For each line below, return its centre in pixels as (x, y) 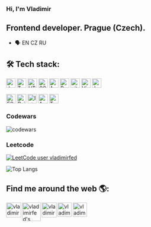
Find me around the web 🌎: (58, 188)
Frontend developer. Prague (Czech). (76, 28)
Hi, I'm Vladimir (29, 9)
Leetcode (20, 145)
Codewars (21, 116)
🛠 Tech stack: (33, 64)
